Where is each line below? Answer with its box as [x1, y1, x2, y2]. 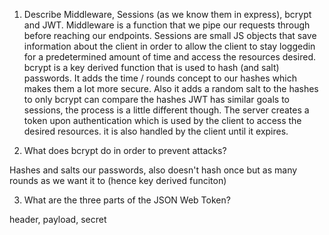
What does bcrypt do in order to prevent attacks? [23, 145, 227, 156]
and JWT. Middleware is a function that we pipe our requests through [23, 19, 311, 31]
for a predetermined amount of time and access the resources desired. [23, 51, 317, 63]
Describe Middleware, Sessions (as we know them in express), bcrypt [23, 9, 312, 20]
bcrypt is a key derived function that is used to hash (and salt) [23, 62, 280, 73]
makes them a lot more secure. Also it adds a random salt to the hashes [23, 83, 319, 94]
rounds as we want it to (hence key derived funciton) [9, 175, 227, 186]
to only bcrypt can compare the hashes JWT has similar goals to [23, 94, 291, 105]
